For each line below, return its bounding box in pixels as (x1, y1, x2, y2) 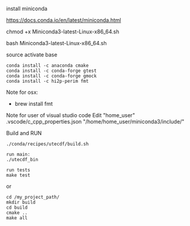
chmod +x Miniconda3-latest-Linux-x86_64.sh (6, 28, 120, 35)
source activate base (6, 51, 58, 58)
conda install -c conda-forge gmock (6, 73, 97, 79)
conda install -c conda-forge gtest (6, 68, 97, 74)
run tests (6, 167, 31, 173)
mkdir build (6, 199, 36, 205)
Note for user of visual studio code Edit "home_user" (6, 112, 135, 118)
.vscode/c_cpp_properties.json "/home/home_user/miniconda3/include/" (6, 118, 185, 125)
